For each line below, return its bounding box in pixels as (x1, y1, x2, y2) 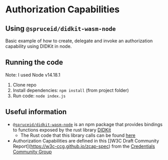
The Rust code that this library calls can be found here (20, 132, 136, 138)
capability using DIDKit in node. (5, 43, 72, 49)
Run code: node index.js (12, 93, 66, 99)
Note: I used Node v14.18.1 (5, 72, 61, 78)
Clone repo (12, 81, 37, 88)
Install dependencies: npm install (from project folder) (12, 87, 129, 93)
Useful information (5, 108, 67, 116)
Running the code (5, 58, 63, 67)
